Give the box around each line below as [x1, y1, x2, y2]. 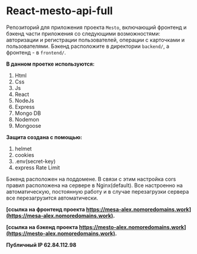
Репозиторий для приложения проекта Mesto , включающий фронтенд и [6, 24, 187, 31]
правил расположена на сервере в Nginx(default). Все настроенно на [6, 182, 183, 189]
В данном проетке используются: [6, 60, 95, 67]
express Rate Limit [14, 164, 61, 171]
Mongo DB [14, 110, 42, 117]
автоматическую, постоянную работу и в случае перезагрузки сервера [6, 188, 189, 195]
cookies [14, 151, 34, 158]
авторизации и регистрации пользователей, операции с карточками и [6, 36, 185, 43]
